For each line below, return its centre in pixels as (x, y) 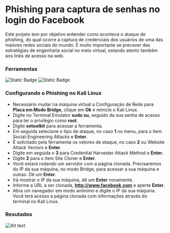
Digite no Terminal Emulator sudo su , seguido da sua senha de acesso (86, 115)
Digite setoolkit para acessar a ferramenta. (58, 126)
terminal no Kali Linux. (36, 201)
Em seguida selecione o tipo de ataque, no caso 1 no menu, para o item (87, 131)
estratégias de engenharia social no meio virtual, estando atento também (82, 50)
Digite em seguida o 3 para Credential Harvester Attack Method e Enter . (88, 153)
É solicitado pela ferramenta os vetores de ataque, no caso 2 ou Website (89, 142)
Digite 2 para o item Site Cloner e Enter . (54, 158)
